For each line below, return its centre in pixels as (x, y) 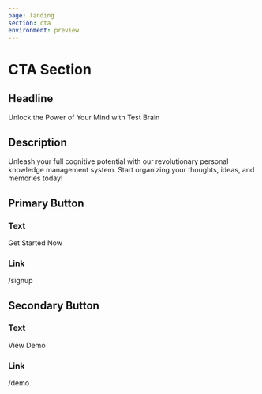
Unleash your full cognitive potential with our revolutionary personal (118, 161)
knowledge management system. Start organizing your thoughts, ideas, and (131, 170)
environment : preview (44, 30)
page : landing (32, 15)
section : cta (30, 23)
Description (37, 142)
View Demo (27, 345)
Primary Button (46, 203)
